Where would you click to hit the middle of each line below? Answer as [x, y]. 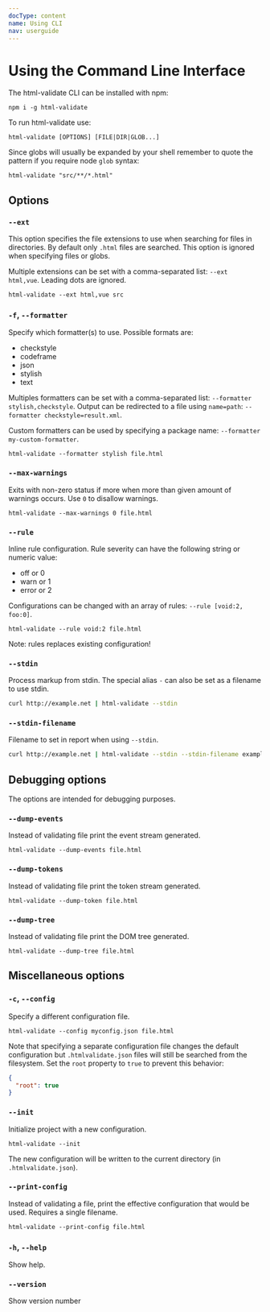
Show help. [27, 1264]
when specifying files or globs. [59, 256]
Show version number [45, 1301]
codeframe [38, 357]
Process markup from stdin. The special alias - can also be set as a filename [135, 681]
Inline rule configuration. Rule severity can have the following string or [125, 548]
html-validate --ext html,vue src [66, 295]
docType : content [37, 16]
